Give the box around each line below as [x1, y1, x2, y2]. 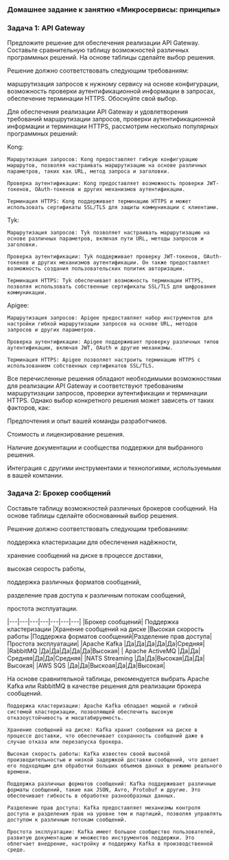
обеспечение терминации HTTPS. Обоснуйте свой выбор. [7, 95, 178, 103]
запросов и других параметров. [7, 327, 97, 334]
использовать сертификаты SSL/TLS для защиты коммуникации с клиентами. [7, 204, 219, 211]
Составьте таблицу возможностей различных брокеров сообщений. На [7, 504, 217, 512]
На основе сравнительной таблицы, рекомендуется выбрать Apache [7, 674, 209, 683]
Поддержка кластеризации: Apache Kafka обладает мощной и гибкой [7, 702, 197, 709]
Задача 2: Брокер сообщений [7, 489, 111, 498]
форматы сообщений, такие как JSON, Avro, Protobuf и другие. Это [7, 786, 201, 793]
